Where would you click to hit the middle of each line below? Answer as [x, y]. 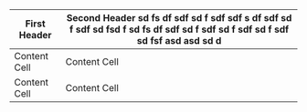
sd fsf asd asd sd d [179, 41]
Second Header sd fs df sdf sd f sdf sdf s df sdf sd [179, 18]
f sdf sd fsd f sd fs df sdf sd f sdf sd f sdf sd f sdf [180, 29]
